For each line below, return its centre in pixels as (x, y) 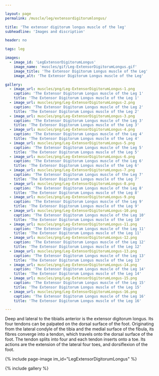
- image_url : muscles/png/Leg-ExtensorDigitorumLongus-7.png (72, 170)
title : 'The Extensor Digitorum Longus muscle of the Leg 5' (76, 152)
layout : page (18, 14)
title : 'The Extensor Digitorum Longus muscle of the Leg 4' (76, 139)
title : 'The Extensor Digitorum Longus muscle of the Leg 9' (76, 206)
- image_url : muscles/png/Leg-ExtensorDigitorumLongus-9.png (72, 197)
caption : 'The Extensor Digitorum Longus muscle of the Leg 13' (80, 256)
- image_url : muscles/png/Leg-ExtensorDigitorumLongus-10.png (73, 211)
